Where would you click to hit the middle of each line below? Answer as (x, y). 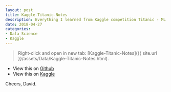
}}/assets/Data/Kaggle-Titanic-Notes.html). (63, 58)
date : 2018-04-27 (24, 24)
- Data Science (22, 34)
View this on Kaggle (34, 74)
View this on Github (33, 68)
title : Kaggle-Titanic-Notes (36, 15)
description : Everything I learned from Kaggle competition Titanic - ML (86, 19)
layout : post (19, 10)
